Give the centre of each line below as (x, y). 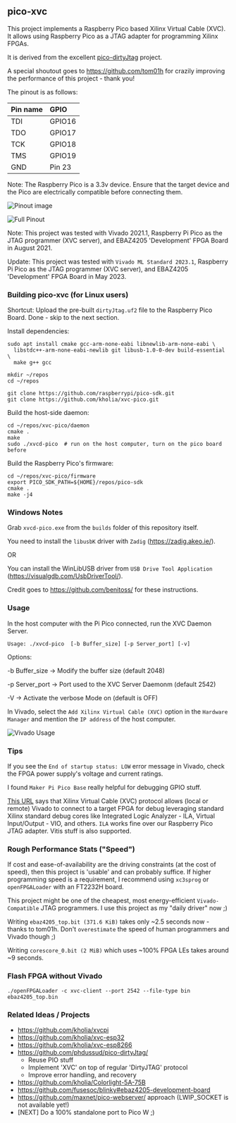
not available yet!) (43, 1105)
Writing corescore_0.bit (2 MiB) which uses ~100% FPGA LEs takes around (118, 950)
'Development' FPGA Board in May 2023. (67, 276)
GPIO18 (63, 144)
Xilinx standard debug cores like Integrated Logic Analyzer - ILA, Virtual (111, 816)
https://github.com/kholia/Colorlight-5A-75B (81, 1082)
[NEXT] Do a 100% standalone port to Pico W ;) (86, 1112)
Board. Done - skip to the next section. (63, 318)
